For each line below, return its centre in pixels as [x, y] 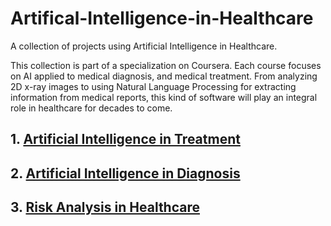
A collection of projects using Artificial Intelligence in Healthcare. [144, 46]
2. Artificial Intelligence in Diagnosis [125, 173]
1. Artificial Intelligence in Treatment [125, 139]
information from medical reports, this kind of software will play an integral [164, 97]
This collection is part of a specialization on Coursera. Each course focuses [166, 65]
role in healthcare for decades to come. [91, 108]
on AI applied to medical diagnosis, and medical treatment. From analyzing [164, 76]
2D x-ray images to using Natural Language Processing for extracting [153, 86]
